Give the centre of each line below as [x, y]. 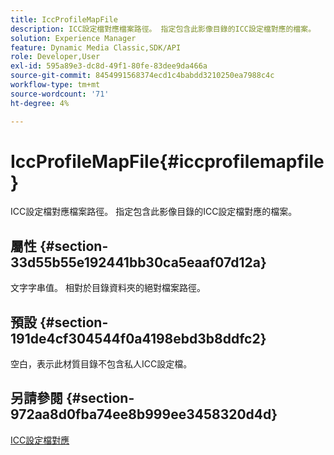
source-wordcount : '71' [60, 94]
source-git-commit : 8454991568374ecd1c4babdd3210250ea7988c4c [142, 76]
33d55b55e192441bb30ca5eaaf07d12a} [138, 262]
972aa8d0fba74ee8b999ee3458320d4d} [144, 414]
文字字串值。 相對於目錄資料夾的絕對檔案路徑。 [108, 288]
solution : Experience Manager [73, 38]
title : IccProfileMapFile [64, 19]
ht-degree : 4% [40, 103]
